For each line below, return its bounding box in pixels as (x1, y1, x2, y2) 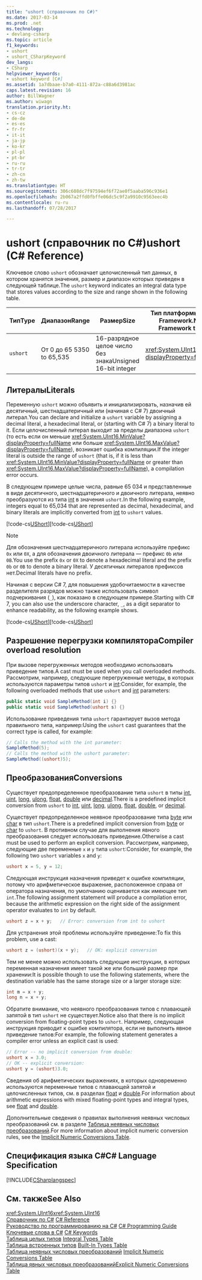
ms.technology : (6, 25, 44, 32)
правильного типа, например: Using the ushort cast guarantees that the (6, 721, 186, 728)
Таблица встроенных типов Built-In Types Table (6, 1241, 127, 1249)
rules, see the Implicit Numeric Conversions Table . (6, 1133, 131, 1140)
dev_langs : (6, 59, 34, 65)
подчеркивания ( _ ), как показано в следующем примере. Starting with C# (6, 594, 194, 601)
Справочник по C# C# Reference (6, 1216, 90, 1223)
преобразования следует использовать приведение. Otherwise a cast (6, 833, 185, 840)
